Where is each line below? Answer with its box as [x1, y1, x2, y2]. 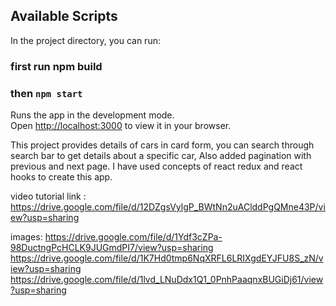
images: [10, 231, 43, 243]
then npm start [10, 86, 83, 100]
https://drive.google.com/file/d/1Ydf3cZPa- [44, 231, 223, 243]
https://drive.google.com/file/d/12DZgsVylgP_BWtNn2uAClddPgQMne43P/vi [10, 201, 326, 213]
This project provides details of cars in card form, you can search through [10, 139, 315, 151]
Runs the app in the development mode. [10, 109, 175, 121]
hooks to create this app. [10, 171, 113, 183]
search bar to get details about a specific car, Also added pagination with [10, 150, 312, 162]
